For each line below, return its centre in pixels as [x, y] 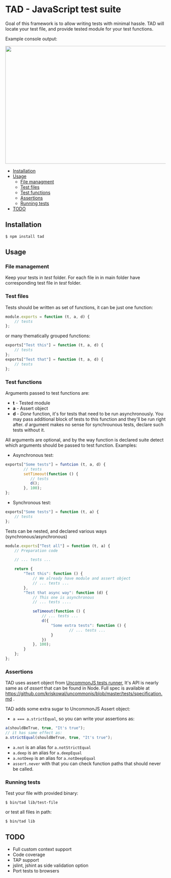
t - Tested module [31, 403]
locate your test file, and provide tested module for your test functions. [79, 29]
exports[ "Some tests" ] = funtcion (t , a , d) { [55, 464]
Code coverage [29, 855]
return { [24, 569]
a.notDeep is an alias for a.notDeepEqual [54, 758]
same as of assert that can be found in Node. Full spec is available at [78, 688]
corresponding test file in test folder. [43, 283]
